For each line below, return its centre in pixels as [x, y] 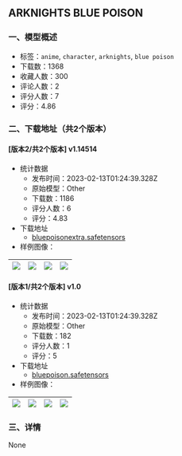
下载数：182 [51, 336]
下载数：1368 [42, 66]
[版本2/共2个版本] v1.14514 [53, 149]
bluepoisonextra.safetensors [78, 237]
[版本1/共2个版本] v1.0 [45, 287]
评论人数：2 [39, 86]
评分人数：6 [51, 208]
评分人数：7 [39, 96]
